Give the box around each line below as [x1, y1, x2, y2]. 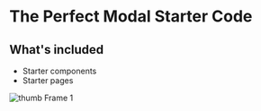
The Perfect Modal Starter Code [9, 6, 253, 27]
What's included [9, 42, 104, 57]
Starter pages [22, 75, 74, 86]
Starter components [22, 65, 97, 76]
